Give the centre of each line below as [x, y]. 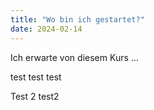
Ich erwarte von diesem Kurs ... [74, 57]
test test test [36, 77]
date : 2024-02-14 [46, 29]
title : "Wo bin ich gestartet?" [77, 19]
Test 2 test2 [35, 96]
